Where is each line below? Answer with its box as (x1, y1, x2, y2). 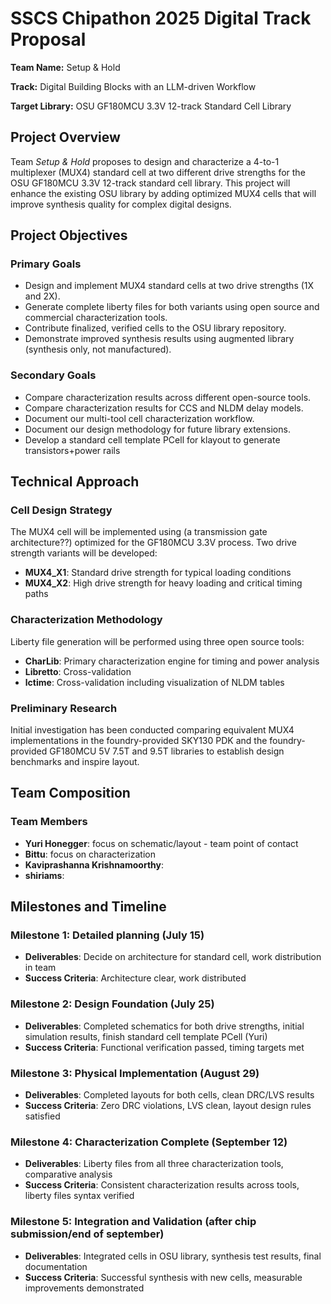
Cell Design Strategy (10, 503, 113, 517)
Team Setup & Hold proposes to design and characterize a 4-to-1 (10, 155, 280, 167)
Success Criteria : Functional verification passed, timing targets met (24, 1041, 305, 1053)
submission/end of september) (10, 1227, 165, 1241)
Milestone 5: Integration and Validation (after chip (10, 1215, 257, 1229)
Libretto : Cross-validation (24, 665, 132, 677)
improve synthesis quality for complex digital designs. (10, 198, 232, 210)
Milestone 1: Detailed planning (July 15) (10, 928, 205, 942)
